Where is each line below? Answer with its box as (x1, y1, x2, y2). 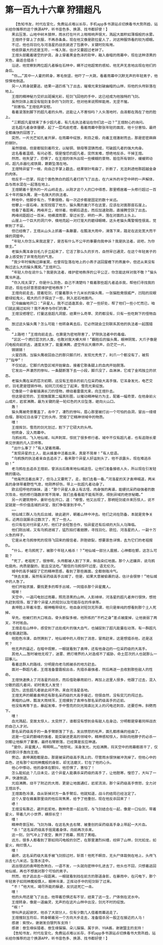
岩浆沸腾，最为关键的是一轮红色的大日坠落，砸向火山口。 (19, 399, 118, 404)
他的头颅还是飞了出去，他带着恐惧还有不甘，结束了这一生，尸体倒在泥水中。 (11, 894, 142, 899)
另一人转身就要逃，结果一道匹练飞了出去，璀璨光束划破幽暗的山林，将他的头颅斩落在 (11, 84, 157, 89)
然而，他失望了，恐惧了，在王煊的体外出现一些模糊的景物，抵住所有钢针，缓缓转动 (11, 156, 153, 161)
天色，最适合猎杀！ (5, 58, 38, 63)
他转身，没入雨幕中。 (11, 430, 48, 435)
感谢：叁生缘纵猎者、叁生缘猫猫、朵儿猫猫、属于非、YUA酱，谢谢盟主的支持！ (11, 926, 145, 930)
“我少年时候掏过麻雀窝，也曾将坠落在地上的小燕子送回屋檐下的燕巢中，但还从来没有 (11, 259, 155, 264)
